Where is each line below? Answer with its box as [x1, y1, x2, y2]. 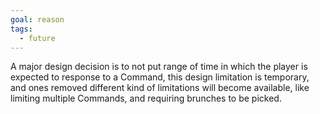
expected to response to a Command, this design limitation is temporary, [10, 71, 310, 83]
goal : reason [10, 14, 65, 25]
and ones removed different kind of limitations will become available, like [10, 82, 310, 94]
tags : [10, 24, 33, 34]
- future [19, 33, 56, 43]
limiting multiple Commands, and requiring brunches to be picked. [10, 92, 282, 105]
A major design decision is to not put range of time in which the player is [10, 61, 308, 73]
